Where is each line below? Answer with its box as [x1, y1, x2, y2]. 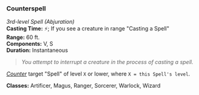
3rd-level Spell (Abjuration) [6, 18, 75, 26]
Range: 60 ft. [6, 33, 40, 41]
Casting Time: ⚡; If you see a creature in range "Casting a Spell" [6, 25, 170, 32]
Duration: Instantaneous [6, 47, 69, 54]
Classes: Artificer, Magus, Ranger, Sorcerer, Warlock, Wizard [6, 82, 161, 90]
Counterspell [6, 4, 46, 13]
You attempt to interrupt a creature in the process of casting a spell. [21, 58, 194, 66]
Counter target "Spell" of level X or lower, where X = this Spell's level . [6, 70, 190, 77]
